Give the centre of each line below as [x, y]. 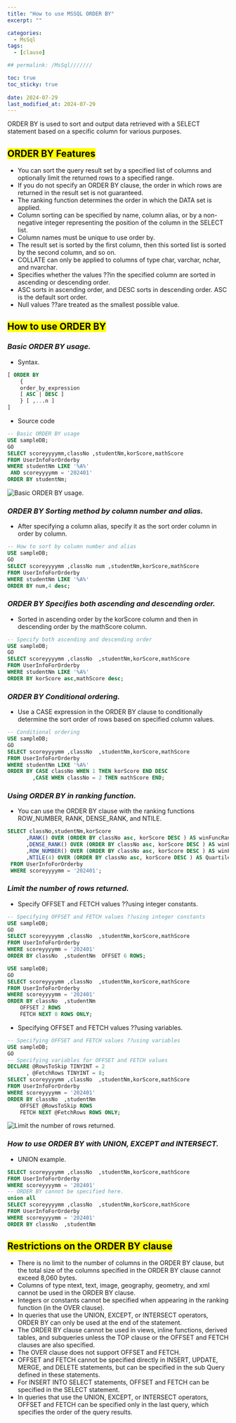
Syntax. [28, 362]
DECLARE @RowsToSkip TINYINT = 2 [56, 1067]
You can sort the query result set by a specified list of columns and [114, 171]
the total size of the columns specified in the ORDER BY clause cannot [119, 1271]
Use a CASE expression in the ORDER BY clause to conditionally [110, 712]
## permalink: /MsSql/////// [50, 65]
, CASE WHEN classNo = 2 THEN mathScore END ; [99, 778]
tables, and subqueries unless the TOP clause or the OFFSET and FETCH [123, 1337]
